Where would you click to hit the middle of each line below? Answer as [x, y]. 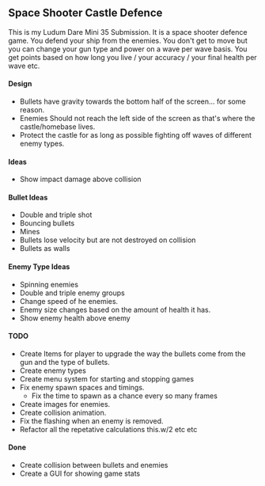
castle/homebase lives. [57, 127]
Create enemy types [53, 370]
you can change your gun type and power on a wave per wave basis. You [128, 49]
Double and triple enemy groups [72, 293]
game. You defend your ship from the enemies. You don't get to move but [128, 40]
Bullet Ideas [28, 197]
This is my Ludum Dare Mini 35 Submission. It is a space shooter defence [128, 32]
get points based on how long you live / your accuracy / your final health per [132, 57]
